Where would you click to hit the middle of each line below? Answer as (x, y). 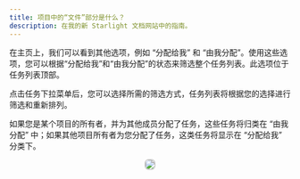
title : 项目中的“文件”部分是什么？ (67, 17)
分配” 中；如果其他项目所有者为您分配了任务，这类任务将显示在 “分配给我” (146, 134)
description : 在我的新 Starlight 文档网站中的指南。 (100, 26)
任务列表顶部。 (37, 74)
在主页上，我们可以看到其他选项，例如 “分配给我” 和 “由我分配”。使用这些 (145, 52)
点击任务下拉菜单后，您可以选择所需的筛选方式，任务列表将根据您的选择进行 (150, 94)
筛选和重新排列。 (41, 104)
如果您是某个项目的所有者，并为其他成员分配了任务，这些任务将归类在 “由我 (149, 123)
